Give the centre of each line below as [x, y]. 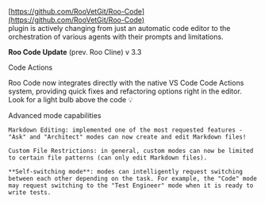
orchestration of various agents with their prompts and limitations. [116, 36]
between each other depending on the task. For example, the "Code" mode [133, 178]
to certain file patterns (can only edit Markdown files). [108, 158]
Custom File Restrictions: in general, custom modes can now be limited [131, 151]
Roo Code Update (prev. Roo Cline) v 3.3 [75, 52]
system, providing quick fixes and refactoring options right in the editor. [125, 91]
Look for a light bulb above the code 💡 [71, 100]
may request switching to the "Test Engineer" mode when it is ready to [131, 186]
